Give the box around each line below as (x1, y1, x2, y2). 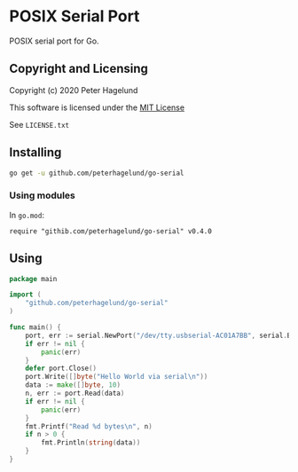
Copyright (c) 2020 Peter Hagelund (9, 84, 138, 95)
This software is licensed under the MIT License (9, 102, 184, 113)
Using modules (9, 189, 75, 201)
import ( (9, 290, 42, 299)
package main (9, 274, 58, 283)
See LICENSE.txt (9, 119, 69, 130)
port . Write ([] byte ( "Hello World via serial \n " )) (25, 373, 208, 382)
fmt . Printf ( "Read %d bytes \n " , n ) (25, 421, 153, 431)
